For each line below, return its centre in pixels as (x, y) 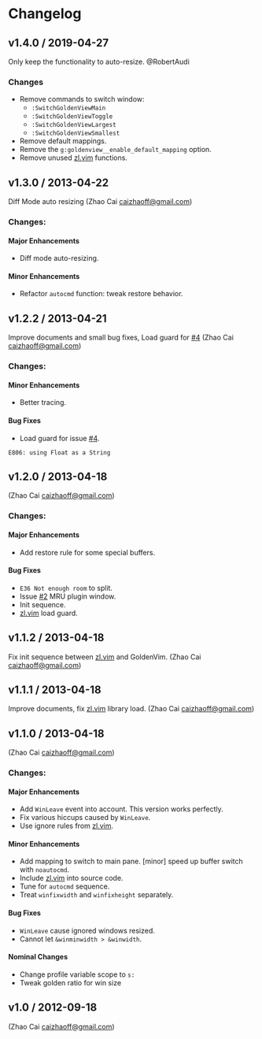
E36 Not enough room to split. (66, 588)
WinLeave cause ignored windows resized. (87, 930)
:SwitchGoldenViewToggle (72, 117)
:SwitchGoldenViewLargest (74, 125)
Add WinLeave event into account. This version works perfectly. (122, 809)
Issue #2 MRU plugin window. (68, 596)
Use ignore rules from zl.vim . (66, 826)
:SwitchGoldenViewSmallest (76, 134)
